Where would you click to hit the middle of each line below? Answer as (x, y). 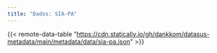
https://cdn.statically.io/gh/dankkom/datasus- (143, 34)
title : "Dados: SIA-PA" (42, 14)
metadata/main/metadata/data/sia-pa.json (69, 41)
